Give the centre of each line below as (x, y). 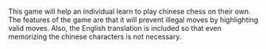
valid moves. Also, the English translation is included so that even (115, 28)
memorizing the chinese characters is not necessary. (95, 36)
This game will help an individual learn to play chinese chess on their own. (130, 11)
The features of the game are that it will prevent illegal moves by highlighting (133, 20)
